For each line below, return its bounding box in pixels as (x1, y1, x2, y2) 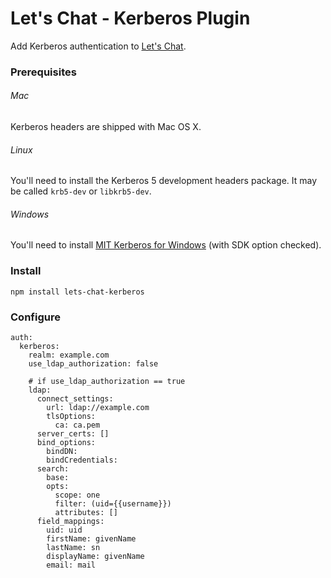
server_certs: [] (36, 429, 110, 439)
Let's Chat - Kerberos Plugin (10, 7, 251, 30)
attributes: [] (54, 508, 118, 518)
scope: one (54, 490, 101, 501)
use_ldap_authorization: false (28, 359, 159, 369)
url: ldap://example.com (46, 403, 150, 413)
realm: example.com (28, 350, 110, 361)
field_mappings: (36, 517, 105, 527)
